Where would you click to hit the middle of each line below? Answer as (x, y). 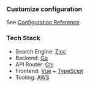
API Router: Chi (34, 64)
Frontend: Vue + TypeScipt (49, 71)
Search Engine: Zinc (40, 51)
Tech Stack (24, 38)
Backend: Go (32, 58)
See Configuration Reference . (44, 23)
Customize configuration (44, 9)
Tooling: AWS (32, 77)
